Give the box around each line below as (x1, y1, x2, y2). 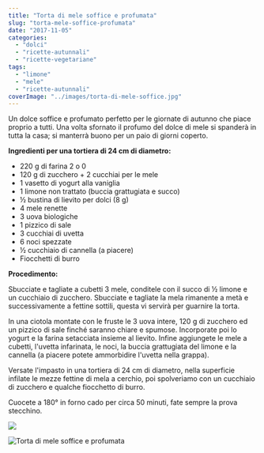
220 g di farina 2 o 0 (19, 161, 87, 171)
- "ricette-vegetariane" (15, 56, 97, 64)
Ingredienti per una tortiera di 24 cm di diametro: (8, 146, 172, 156)
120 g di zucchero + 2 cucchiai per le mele (19, 170, 159, 179)
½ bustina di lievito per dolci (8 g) (19, 195, 129, 205)
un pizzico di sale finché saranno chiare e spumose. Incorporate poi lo (8, 325, 237, 334)
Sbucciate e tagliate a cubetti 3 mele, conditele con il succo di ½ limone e (8, 285, 247, 294)
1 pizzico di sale (19, 221, 72, 230)
